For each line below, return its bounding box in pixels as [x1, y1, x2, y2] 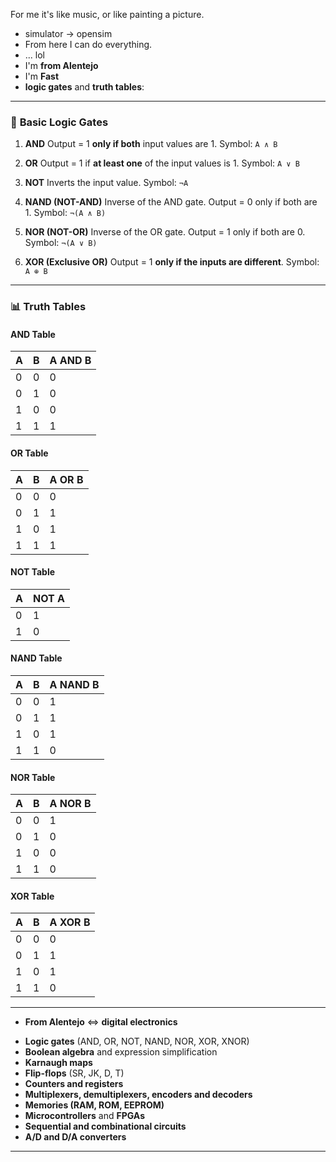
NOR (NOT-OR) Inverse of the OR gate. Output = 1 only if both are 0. [24, 226, 306, 238]
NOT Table [10, 566, 56, 578]
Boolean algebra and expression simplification [24, 1046, 218, 1058]
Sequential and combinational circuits [24, 1120, 187, 1133]
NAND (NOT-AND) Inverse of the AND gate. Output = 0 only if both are [24, 196, 318, 208]
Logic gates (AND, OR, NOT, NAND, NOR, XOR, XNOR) [24, 1035, 250, 1048]
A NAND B [49, 678, 100, 692]
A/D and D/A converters [24, 1131, 127, 1143]
